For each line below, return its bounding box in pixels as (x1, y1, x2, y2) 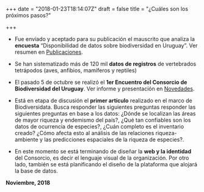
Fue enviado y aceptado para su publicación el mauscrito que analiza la (14, 35, 195, 42)
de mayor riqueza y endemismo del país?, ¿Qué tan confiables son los (14, 116, 191, 124)
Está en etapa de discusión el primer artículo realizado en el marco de (14, 97, 193, 104)
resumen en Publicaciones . (14, 48, 83, 56)
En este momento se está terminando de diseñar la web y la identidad (14, 148, 192, 155)
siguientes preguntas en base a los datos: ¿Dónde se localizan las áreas (14, 110, 196, 117)
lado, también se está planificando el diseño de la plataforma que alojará (14, 161, 198, 168)
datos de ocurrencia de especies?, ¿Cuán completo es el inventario (14, 123, 184, 130)
